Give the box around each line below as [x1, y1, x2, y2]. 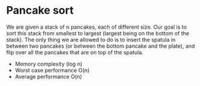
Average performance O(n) [14, 73, 83, 80]
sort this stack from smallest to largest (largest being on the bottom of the [6, 29, 190, 36]
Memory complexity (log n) [14, 60, 83, 67]
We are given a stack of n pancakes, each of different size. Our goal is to [6, 23, 187, 30]
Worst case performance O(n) [14, 66, 90, 73]
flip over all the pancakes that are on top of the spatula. [6, 48, 143, 56]
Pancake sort [6, 4, 74, 17]
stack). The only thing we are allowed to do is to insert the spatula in [6, 36, 176, 43]
